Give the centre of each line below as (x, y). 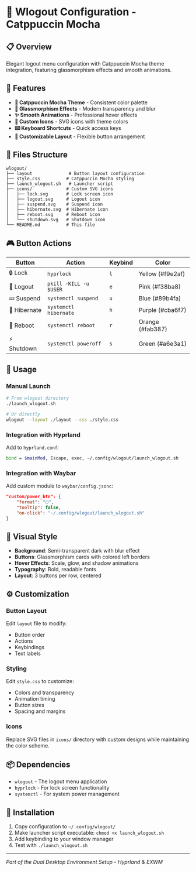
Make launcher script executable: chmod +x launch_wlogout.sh (89, 833)
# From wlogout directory (37, 398)
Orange (149, 322)
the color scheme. (28, 745)
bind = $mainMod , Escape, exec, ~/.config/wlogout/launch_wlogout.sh (92, 458)
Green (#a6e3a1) (162, 344)
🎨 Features (26, 88)
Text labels (27, 653)
